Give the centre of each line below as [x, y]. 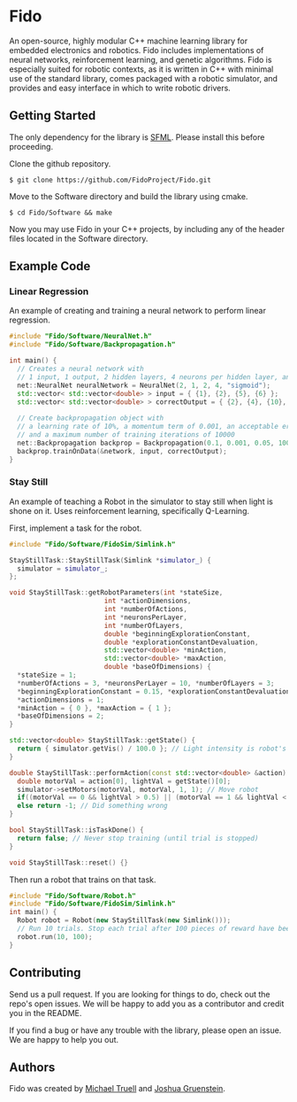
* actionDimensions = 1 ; [61, 700]
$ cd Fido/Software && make [61, 213]
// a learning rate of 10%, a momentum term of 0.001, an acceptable [148, 427]
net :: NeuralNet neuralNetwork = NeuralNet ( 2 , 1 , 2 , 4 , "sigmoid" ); [144, 385]
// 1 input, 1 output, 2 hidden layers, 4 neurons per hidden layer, [148, 377]
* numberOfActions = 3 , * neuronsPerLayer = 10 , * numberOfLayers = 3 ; [146, 683]
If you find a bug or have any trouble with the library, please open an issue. [145, 1030]
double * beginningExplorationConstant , [177, 634]
